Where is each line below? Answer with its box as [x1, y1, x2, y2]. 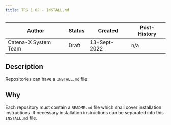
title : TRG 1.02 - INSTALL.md [5, 7, 70, 13]
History [138, 30, 157, 37]
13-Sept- [90, 39, 115, 46]
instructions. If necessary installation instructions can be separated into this [5, 110, 164, 116]
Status [68, 27, 85, 34]
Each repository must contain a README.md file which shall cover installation [5, 104, 162, 110]
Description [5, 62, 43, 71]
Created [98, 27, 118, 34]
